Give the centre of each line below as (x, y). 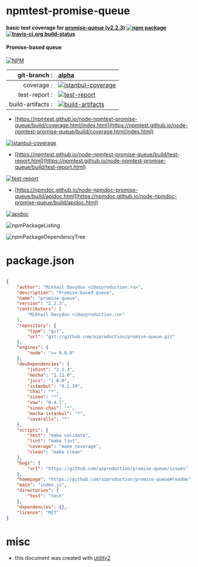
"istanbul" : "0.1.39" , (55, 386)
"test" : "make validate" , (59, 436)
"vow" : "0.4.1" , (47, 403)
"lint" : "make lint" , (54, 441)
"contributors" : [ (39, 309)
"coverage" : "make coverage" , (64, 447)
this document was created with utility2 (62, 558)
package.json (40, 261)
